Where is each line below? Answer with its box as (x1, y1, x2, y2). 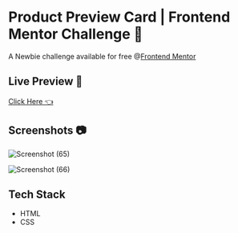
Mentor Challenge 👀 (8, 25, 143, 43)
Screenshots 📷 (8, 124, 87, 138)
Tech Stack (8, 187, 66, 201)
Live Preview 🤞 (8, 74, 83, 88)
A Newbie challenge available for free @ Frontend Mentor (8, 51, 196, 61)
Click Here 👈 (8, 96, 54, 106)
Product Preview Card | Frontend (8, 8, 231, 26)
